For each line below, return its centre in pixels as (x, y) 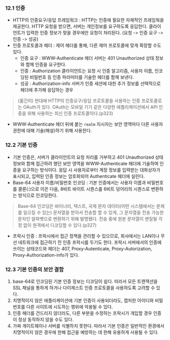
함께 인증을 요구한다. (46, 65)
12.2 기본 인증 (22, 145)
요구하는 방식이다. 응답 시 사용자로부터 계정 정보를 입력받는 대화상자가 (91, 170)
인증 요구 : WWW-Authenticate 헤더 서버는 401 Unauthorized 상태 (87, 58)
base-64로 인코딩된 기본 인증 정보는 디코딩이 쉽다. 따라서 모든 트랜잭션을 (85, 281)
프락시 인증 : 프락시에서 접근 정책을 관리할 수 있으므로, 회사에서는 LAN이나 (86, 236)
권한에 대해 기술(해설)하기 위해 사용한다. (52, 131)
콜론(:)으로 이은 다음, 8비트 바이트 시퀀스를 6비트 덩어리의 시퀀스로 (84, 189)
